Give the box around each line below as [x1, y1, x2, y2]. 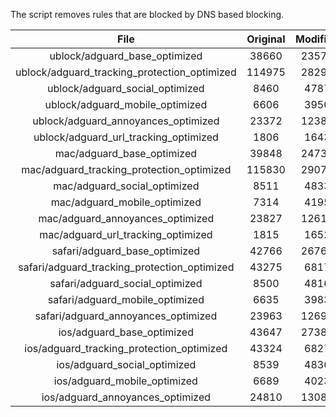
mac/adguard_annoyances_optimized [38, 212, 215, 225]
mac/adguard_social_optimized [53, 179, 200, 193]
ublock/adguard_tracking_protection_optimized [15, 65, 237, 79]
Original [246, 32, 286, 46]
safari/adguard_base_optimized [51, 244, 201, 258]
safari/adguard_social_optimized [49, 277, 203, 290]
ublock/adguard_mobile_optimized [44, 98, 208, 111]
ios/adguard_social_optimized [56, 358, 197, 371]
